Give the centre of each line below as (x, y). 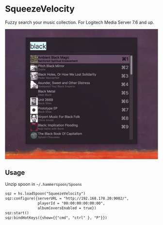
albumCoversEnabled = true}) (67, 208)
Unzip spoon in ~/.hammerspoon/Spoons (44, 184)
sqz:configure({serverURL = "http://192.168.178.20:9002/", (67, 199)
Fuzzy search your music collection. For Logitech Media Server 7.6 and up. (80, 22)
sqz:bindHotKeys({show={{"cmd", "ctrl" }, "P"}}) (56, 218)
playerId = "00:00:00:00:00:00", (71, 203)
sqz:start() (17, 213)
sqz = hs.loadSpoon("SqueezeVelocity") (45, 194)
